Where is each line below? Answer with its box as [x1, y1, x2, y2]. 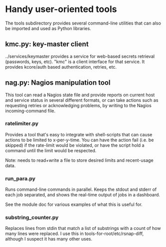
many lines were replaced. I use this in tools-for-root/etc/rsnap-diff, [5, 230, 144, 236]
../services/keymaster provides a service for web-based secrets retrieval [5, 53, 155, 59]
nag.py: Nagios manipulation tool [5, 79, 111, 87]
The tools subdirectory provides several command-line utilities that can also [5, 20, 161, 26]
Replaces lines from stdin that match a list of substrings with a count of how [5, 225, 161, 231]
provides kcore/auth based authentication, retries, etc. [5, 64, 117, 70]
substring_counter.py [5, 214, 59, 221]
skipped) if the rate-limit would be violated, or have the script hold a [5, 142, 145, 148]
